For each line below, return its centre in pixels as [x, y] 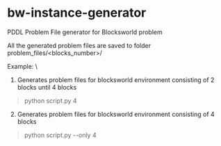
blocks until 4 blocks [47, 87]
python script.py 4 [51, 100]
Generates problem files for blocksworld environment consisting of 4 [116, 114]
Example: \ [23, 66]
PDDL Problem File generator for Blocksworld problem [85, 32]
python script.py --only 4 [60, 135]
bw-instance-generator [77, 13]
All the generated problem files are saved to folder [79, 45]
